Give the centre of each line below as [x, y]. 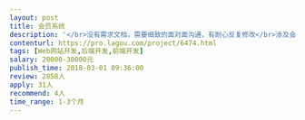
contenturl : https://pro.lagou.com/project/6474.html [113, 43]
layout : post [34, 18]
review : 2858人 [37, 77]
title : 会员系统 [37, 26]
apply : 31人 [31, 85]
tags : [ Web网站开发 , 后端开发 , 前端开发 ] [76, 51]
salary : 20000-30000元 [51, 60]
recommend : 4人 [37, 93]
